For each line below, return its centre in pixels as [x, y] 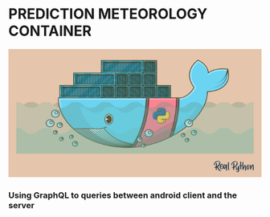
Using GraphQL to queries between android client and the [123, 195]
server [21, 205]
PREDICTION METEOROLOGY [108, 14]
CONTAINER [50, 31]
